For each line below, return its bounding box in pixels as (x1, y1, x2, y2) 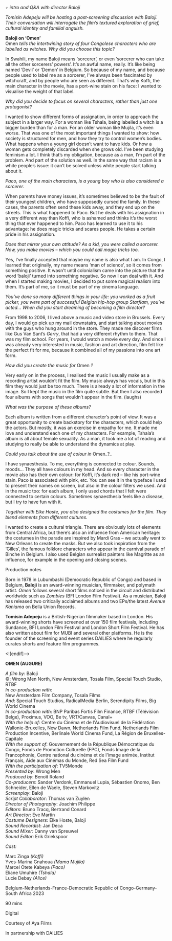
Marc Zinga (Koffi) (5, 854, 44, 859)
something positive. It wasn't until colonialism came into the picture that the (5, 267, 165, 273)
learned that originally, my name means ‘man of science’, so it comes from (5, 262, 162, 268)
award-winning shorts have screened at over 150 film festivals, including (5, 619, 158, 625)
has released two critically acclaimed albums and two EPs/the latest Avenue (5, 598, 165, 604)
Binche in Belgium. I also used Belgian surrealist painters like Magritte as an (5, 551, 165, 557)
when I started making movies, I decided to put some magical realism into (5, 278, 161, 284)
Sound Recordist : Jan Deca (5, 823, 63, 828)
